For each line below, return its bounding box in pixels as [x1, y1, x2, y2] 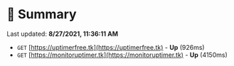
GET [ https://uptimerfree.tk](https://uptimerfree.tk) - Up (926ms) [16, 43, 205, 51]
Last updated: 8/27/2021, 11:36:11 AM [6, 29, 119, 38]
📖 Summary [6, 6, 77, 22]
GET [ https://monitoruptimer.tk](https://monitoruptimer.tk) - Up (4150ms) [16, 51, 228, 59]
